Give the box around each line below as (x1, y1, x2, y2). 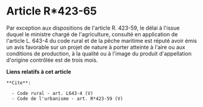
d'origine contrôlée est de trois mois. (6, 56, 98, 63)
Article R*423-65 (6, 4, 97, 18)
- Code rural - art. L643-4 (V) (12, 90, 94, 96)
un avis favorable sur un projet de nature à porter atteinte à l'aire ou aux (6, 44, 186, 51)
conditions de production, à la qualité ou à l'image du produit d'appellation (6, 50, 192, 57)
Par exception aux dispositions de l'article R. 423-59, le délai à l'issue (6, 24, 180, 31)
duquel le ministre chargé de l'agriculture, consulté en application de (6, 30, 178, 37)
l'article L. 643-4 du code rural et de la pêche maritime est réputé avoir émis (6, 37, 197, 44)
